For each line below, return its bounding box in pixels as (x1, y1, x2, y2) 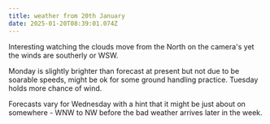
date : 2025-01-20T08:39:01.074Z (8, 19, 118, 28)
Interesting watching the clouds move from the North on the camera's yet (8, 41, 255, 51)
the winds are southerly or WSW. (8, 50, 119, 60)
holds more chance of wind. (8, 83, 102, 93)
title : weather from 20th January (8, 11, 126, 20)
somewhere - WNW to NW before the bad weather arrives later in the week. (8, 107, 263, 118)
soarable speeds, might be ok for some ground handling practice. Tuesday (8, 75, 259, 84)
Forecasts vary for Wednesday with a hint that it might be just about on (8, 99, 246, 109)
